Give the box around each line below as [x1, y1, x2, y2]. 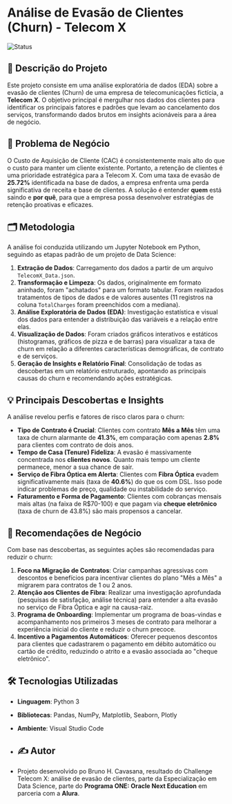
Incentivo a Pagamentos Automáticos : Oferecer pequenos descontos [17, 632, 217, 641]
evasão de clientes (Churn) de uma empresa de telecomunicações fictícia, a [7, 88, 224, 96]
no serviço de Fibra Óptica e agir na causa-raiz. [17, 603, 153, 611]
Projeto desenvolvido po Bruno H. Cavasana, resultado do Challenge [17, 767, 213, 775]
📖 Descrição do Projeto [7, 62, 108, 74]
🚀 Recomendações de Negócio [7, 527, 142, 539]
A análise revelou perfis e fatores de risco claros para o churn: [7, 413, 185, 421]
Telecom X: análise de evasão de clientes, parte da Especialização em [17, 774, 217, 783]
